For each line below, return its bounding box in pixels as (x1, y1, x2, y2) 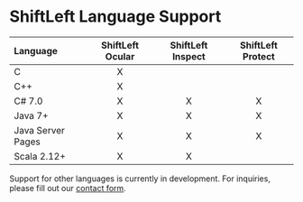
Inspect (172, 50, 206, 62)
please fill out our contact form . (9, 182, 126, 193)
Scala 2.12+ (14, 150, 66, 162)
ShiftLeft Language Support (9, 6, 222, 27)
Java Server (14, 124, 65, 136)
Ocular (105, 50, 135, 62)
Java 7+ (14, 109, 49, 122)
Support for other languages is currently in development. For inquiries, (9, 173, 271, 184)
